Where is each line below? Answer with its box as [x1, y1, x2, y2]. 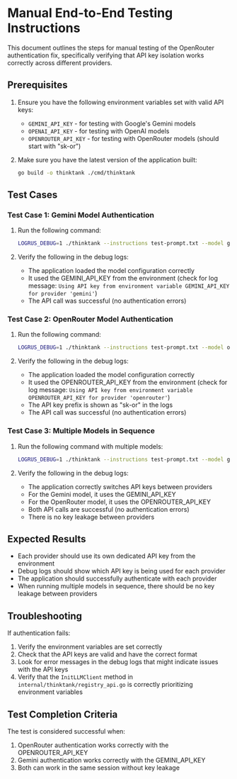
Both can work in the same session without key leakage [17, 763, 180, 772]
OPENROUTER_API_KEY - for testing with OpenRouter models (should [28, 134, 219, 142]
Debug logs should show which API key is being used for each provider [17, 567, 226, 576]
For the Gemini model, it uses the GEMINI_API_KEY [28, 490, 177, 498]
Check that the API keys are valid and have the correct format [17, 650, 198, 658]
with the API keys [17, 665, 69, 674]
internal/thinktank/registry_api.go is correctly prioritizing [17, 680, 193, 689]
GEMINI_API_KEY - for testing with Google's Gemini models [28, 119, 196, 128]
